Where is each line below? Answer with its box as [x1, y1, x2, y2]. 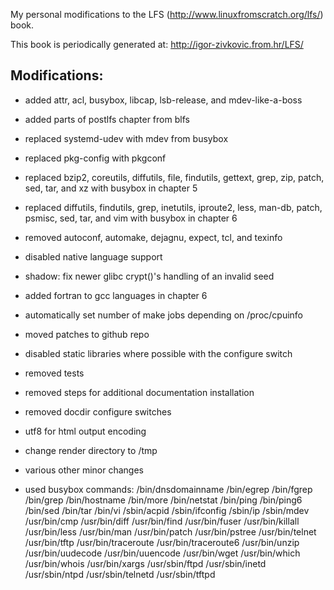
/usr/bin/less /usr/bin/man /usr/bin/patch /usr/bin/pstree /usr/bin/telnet [24, 525, 317, 538]
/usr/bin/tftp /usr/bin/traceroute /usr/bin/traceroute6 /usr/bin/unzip [24, 536, 300, 548]
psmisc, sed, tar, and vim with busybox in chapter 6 [24, 212, 238, 224]
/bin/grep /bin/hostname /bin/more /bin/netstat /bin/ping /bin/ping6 [24, 494, 303, 506]
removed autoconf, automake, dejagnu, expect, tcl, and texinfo [24, 231, 283, 243]
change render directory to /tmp [24, 444, 158, 456]
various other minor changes [24, 464, 144, 476]
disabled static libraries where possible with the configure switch [24, 347, 293, 359]
